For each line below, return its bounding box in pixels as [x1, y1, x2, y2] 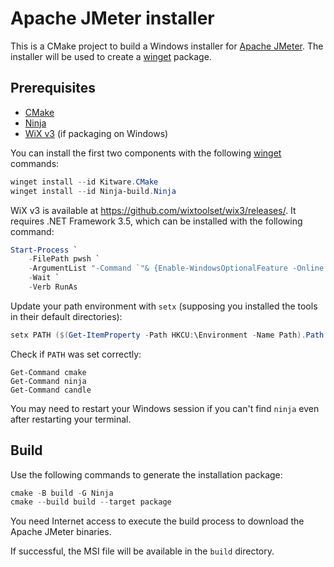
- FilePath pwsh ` [28, 254, 101, 264]
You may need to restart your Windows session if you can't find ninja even [10, 402, 320, 414]
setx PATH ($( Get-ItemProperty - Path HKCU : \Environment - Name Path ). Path [10, 330, 325, 340]
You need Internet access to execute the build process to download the [10, 515, 305, 527]
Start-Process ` [10, 245, 78, 255]
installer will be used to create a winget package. [10, 50, 212, 62]
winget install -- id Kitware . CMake [10, 177, 159, 187]
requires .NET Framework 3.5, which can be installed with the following [10, 215, 303, 227]
